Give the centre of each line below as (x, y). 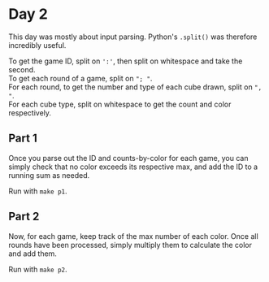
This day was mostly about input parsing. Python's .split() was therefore (133, 37)
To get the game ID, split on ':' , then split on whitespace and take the (126, 61)
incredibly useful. (37, 45)
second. (22, 69)
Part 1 (23, 139)
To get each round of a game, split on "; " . (80, 78)
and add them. (33, 254)
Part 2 (24, 217)
